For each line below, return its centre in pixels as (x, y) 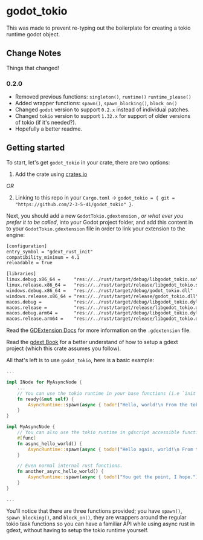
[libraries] (21, 274)
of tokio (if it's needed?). (46, 123)
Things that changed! (33, 68)
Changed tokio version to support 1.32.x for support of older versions (103, 116)
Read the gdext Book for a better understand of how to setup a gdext (92, 342)
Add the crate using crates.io (51, 174)
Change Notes (34, 54)
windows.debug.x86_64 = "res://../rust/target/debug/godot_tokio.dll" (100, 291)
